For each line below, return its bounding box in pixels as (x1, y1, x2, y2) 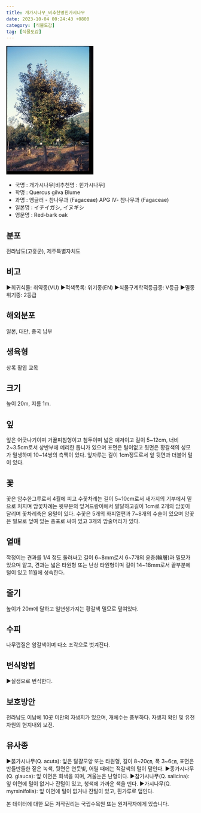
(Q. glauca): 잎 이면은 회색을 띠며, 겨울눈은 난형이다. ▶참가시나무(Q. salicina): (6, 772, 190, 779)
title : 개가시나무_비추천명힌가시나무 (6, 10, 86, 16)
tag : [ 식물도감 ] (6, 29, 42, 35)
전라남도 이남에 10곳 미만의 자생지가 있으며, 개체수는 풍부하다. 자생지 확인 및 (6, 714, 184, 721)
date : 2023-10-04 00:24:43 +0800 (6, 16, 90, 22)
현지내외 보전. (22, 721, 54, 728)
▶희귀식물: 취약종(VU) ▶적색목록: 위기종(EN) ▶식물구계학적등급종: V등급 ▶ (6, 283, 185, 291)
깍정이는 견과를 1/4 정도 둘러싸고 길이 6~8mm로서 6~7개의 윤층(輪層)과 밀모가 (6, 554, 191, 561)
